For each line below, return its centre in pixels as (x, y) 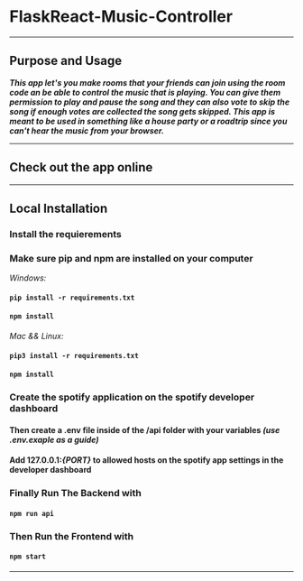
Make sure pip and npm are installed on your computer (132, 258)
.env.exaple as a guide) (54, 439)
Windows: (28, 278)
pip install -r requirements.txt (72, 298)
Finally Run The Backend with (75, 493)
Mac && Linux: (37, 336)
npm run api (32, 513)
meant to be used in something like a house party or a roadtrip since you (148, 121)
